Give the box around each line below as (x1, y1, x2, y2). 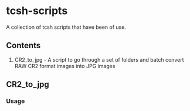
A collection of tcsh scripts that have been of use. (6, 23, 126, 31)
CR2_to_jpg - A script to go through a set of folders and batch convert (14, 56, 184, 63)
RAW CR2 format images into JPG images (14, 62, 116, 69)
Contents (6, 41, 41, 51)
